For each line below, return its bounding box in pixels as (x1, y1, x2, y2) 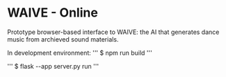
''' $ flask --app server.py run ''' (7, 62, 99, 70)
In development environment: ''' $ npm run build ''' (7, 49, 153, 57)
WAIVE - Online (7, 5, 99, 21)
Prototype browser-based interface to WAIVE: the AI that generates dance (7, 28, 220, 36)
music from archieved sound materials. (7, 35, 119, 43)
